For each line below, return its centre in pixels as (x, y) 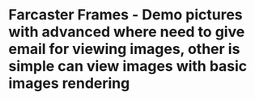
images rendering (69, 83)
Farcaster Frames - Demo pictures (125, 15)
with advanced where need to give (127, 32)
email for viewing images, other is (124, 49)
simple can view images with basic (128, 67)
